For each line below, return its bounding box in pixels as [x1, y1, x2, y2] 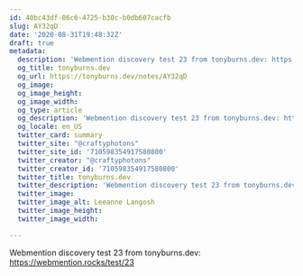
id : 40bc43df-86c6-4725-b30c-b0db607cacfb [9, 13, 171, 23]
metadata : [9, 47, 47, 56]
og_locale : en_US [17, 123, 83, 132]
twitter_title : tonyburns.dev [17, 172, 131, 181]
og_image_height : [17, 88, 83, 97]
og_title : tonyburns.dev [17, 64, 111, 73]
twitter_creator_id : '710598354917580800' [17, 164, 179, 173]
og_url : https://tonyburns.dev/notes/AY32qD [17, 72, 188, 81]
